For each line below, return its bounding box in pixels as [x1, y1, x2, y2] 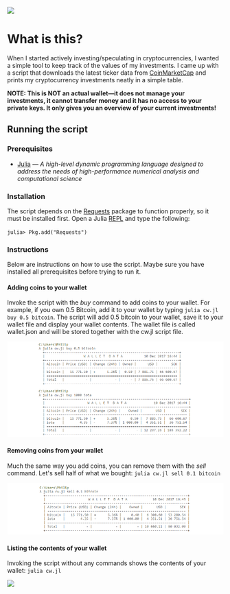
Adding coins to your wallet [7, 283, 87, 292]
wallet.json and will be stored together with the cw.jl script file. [7, 328, 183, 336]
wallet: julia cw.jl [7, 567, 62, 575]
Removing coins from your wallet [7, 447, 104, 455]
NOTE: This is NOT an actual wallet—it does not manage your [7, 89, 185, 97]
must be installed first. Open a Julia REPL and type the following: [7, 214, 190, 222]
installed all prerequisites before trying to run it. [7, 268, 141, 276]
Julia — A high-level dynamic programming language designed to [16, 160, 204, 168]
